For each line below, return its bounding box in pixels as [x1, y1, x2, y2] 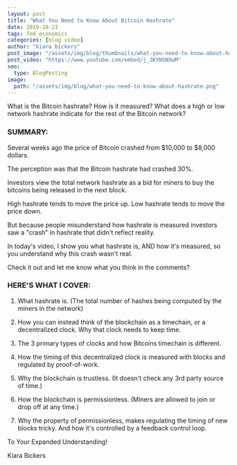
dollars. [7, 151, 30, 159]
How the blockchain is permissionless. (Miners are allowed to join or [17, 395, 216, 404]
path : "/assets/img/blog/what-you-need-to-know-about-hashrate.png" [13, 83, 219, 90]
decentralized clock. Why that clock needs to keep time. [17, 325, 181, 334]
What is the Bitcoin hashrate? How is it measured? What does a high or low [7, 102, 226, 110]
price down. [7, 206, 42, 216]
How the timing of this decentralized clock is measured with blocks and [17, 353, 226, 361]
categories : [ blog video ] [7, 37, 83, 44]
